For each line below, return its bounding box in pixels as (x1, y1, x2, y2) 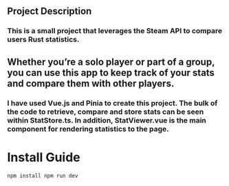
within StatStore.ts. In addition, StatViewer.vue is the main (7, 115, 206, 125)
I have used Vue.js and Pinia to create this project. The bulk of (7, 98, 218, 107)
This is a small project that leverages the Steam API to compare (7, 26, 222, 36)
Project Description (7, 6, 92, 17)
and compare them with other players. (7, 77, 175, 89)
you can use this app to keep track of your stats (7, 67, 215, 79)
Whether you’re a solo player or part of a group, (7, 56, 215, 68)
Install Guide (7, 149, 80, 165)
